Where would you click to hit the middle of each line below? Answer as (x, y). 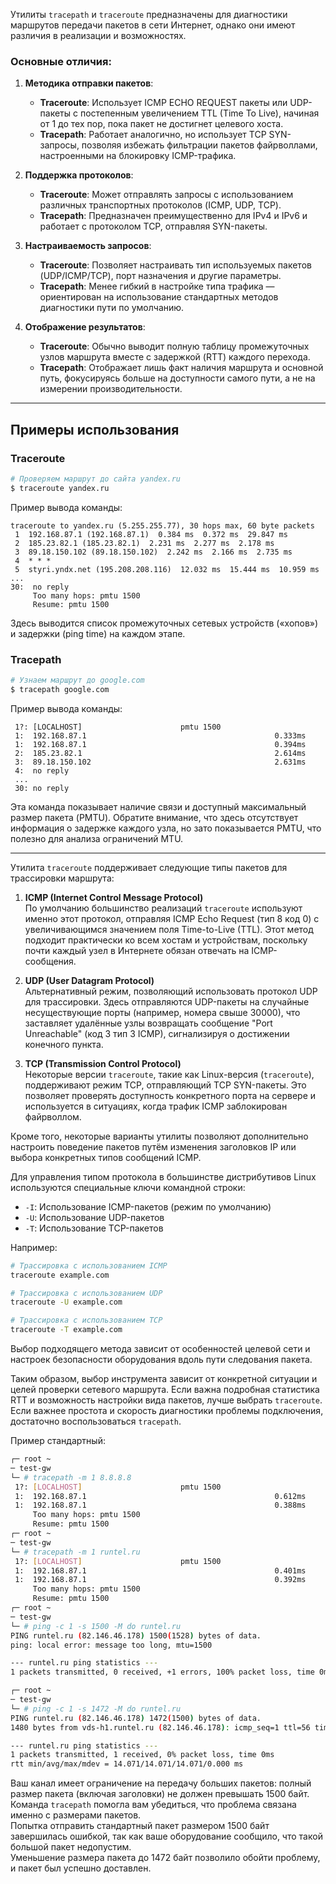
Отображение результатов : (85, 327)
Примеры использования (95, 429)
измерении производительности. (111, 389)
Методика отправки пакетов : (89, 83)
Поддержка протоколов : (79, 175)
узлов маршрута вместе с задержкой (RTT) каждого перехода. (175, 357)
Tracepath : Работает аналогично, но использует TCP (153, 135)
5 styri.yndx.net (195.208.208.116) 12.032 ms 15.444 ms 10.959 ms (167, 569)
